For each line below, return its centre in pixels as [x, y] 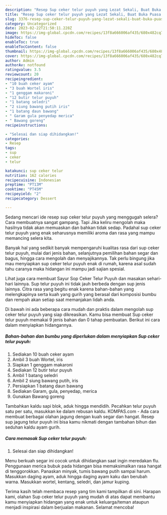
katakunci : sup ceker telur [34, 171]
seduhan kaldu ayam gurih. [33, 427]
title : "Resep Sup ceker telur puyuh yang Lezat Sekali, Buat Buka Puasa [83, 14]
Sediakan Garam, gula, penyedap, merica [55, 391]
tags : [11, 148]
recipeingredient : [24, 79]
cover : [12, 56]
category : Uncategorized [31, 24]
